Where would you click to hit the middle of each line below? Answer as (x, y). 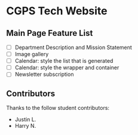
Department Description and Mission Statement (73, 47)
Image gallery (32, 54)
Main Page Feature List (50, 33)
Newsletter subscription (44, 74)
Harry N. (25, 126)
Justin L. (25, 119)
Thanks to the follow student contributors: (58, 108)
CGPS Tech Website (57, 11)
